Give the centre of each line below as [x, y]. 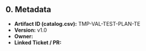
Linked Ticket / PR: [38, 42]
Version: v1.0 [31, 30]
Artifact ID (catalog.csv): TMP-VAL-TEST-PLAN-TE [77, 23]
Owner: [23, 36]
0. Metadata [28, 10]
